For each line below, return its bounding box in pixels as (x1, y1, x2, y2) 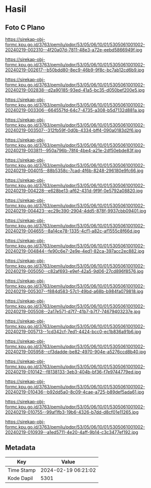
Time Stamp (7, 467, 36, 474)
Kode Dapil (7, 475, 33, 482)
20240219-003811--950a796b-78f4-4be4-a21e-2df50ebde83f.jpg (5, 148, 141, 153)
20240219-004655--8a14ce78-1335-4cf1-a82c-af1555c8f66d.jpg (5, 228, 140, 234)
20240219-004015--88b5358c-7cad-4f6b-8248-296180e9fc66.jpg (5, 167, 144, 173)
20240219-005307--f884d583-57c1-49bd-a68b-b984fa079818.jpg (5, 288, 144, 294)
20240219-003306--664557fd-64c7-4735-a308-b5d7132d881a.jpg (5, 108, 145, 113)
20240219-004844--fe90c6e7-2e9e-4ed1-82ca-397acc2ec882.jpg (5, 248, 145, 254)
